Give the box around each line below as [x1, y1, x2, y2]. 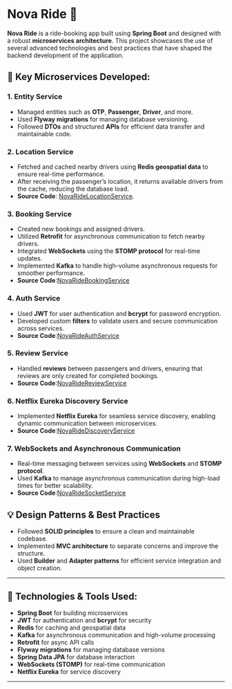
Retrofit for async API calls [17, 639, 95, 647]
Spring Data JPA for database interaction [17, 653, 135, 661]
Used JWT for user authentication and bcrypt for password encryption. [17, 309, 222, 317]
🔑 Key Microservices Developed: [7, 71, 151, 83]
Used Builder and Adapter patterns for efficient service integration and [17, 556, 222, 565]
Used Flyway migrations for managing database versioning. [17, 115, 189, 123]
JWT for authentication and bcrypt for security [17, 616, 152, 625]
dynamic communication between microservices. [17, 419, 157, 428]
